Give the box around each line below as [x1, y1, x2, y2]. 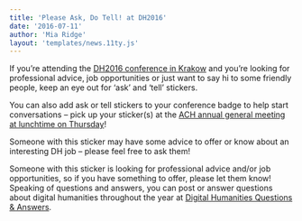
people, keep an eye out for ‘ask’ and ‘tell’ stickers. [9, 82, 198, 93]
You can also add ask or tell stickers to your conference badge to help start [9, 100, 288, 111]
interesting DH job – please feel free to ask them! [9, 146, 191, 157]
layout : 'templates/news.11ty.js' [9, 38, 140, 48]
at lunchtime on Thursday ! [9, 119, 106, 130]
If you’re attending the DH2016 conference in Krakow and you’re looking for [9, 63, 290, 74]
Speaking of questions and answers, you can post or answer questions [9, 182, 273, 194]
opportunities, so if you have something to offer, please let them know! [9, 173, 272, 184]
